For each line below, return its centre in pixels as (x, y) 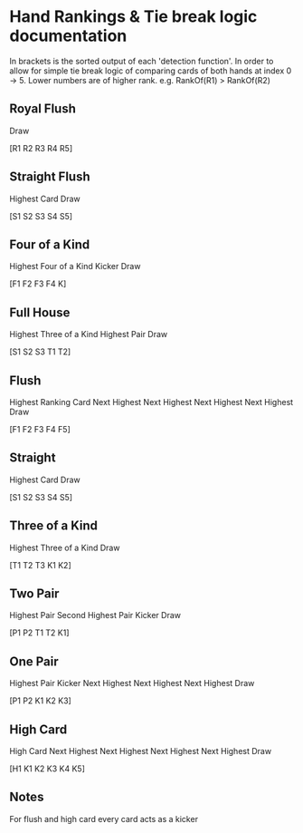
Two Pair (34, 594)
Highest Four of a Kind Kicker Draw (75, 266)
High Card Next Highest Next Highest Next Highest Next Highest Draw (141, 751)
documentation (68, 36)
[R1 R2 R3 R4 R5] (41, 148)
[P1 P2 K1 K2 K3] (41, 701)
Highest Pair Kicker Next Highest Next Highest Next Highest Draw (132, 683)
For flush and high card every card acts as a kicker (104, 818)
